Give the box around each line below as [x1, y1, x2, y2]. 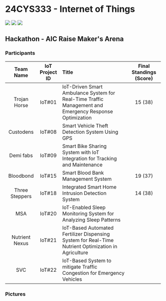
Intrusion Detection [62, 190, 107, 197]
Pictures [5, 291, 26, 298]
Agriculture [62, 249, 88, 256]
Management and [62, 101, 103, 108]
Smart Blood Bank [62, 169, 104, 176]
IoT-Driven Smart [62, 83, 103, 90]
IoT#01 [40, 99, 57, 105]
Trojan [13, 96, 29, 102]
